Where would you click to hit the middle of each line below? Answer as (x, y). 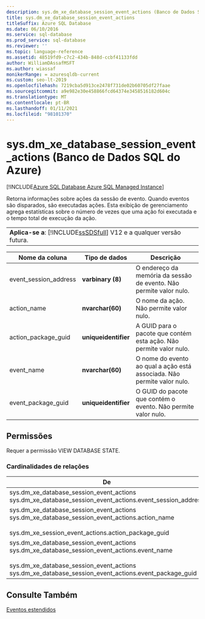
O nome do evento (162, 359)
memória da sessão (164, 276)
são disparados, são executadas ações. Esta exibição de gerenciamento (97, 206)
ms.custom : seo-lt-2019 (37, 80)
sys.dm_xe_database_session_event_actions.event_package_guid (103, 573)
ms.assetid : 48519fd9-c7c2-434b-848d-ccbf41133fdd (72, 57)
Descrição (166, 258)
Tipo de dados (106, 258)
